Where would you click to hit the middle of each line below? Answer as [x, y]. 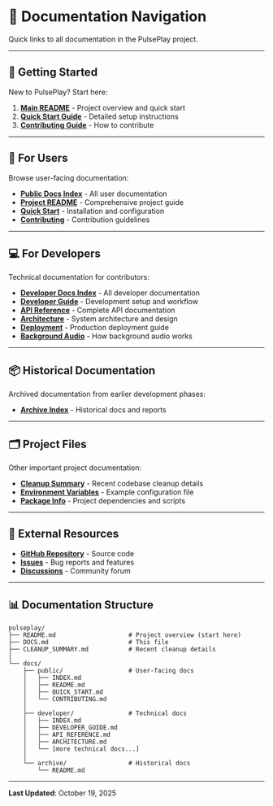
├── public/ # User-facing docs [109, 670]
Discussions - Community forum [76, 571]
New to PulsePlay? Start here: [58, 92]
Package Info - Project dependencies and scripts [102, 501]
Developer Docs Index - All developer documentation [110, 293]
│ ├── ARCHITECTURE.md [65, 742]
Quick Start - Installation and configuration [92, 211]
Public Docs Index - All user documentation [94, 194]
